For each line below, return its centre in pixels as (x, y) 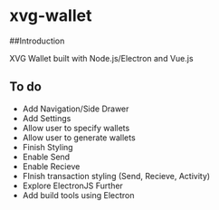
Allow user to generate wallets (79, 138)
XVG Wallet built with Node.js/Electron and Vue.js (101, 58)
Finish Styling (48, 147)
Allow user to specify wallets (76, 128)
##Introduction (37, 41)
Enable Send (46, 157)
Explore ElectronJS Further (73, 186)
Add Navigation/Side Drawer (76, 109)
